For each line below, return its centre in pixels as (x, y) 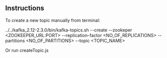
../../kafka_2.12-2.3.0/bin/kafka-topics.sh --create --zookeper (69, 30)
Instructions (25, 8)
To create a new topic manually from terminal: (53, 20)
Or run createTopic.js (27, 50)
